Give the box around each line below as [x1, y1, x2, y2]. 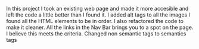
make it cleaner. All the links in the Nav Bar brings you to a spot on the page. [6, 24, 194, 31]
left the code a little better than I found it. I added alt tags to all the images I [6, 11, 191, 18]
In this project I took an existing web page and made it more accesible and [6, 5, 189, 12]
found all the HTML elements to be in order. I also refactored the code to [6, 18, 184, 24]
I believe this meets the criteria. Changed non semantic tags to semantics [6, 30, 186, 37]
